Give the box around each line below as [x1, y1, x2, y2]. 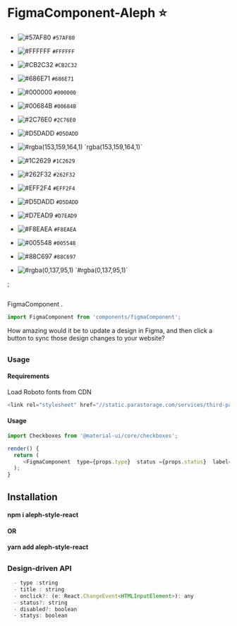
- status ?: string [13, 599, 68, 606]
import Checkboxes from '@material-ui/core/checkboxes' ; [7, 432, 178, 439]
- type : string [13, 579, 59, 586]
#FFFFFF [52, 48, 75, 55]
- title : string [13, 586, 65, 593]
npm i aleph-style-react [7, 511, 79, 519]
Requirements [7, 372, 50, 381]
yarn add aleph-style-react [7, 543, 89, 551]
